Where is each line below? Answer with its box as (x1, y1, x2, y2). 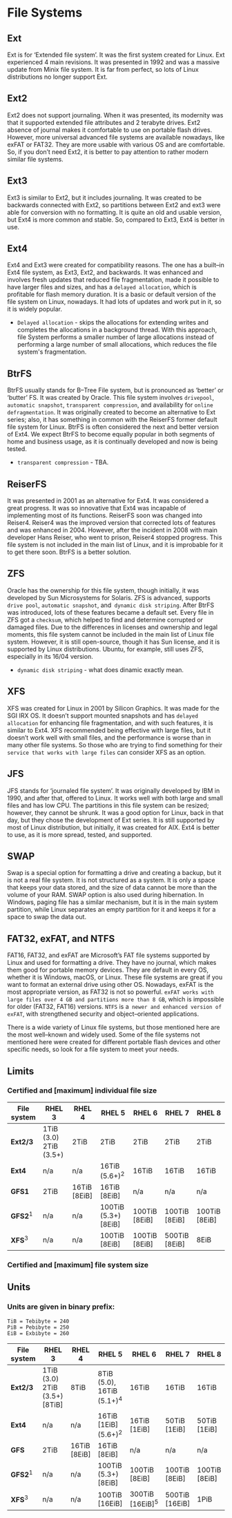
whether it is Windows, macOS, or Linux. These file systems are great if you (7, 973, 223, 981)
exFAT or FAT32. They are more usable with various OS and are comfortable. (7, 140, 225, 148)
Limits (7, 1065, 35, 1077)
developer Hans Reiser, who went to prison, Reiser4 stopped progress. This (7, 533, 222, 541)
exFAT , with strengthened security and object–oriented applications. (7, 1010, 200, 1018)
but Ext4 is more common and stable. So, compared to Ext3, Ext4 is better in (7, 215, 225, 224)
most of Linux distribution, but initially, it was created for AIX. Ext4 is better (7, 823, 220, 832)
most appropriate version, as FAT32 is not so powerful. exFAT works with (7, 988, 214, 996)
